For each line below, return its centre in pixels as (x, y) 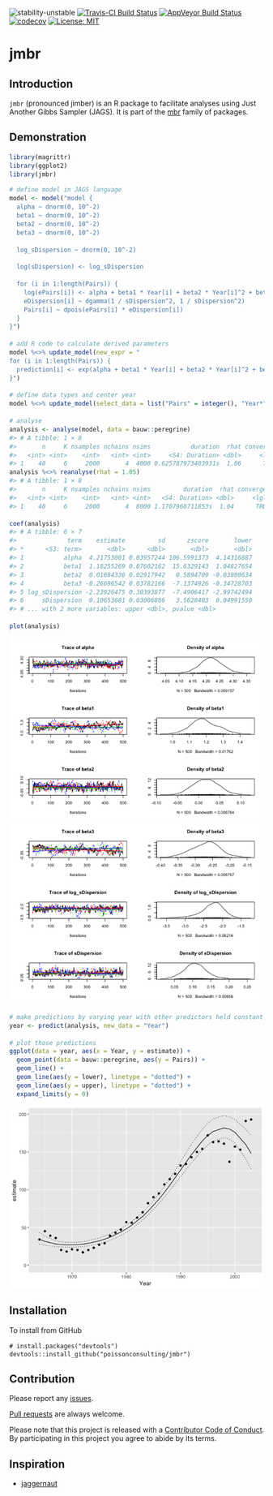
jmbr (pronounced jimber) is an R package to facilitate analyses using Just (133, 103)
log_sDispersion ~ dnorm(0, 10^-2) (77, 250)
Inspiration (37, 1464)
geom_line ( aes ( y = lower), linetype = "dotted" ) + (104, 1077)
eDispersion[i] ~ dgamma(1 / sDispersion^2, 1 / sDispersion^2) (134, 301)
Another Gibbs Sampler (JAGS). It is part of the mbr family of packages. (129, 112)
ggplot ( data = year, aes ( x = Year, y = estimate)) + (100, 1051)
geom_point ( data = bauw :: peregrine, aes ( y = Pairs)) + (111, 1060)
